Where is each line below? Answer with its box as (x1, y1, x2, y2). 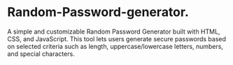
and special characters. (7, 50, 75, 58)
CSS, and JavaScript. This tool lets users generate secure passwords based (7, 34, 226, 43)
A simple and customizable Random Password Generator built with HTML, (7, 27, 220, 36)
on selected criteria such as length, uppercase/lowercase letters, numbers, (7, 42, 224, 50)
